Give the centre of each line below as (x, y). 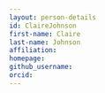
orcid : (21, 75)
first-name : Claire (45, 34)
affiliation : (33, 50)
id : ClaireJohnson (43, 26)
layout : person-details (53, 17)
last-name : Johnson (45, 42)
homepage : (27, 58)
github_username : (41, 67)
